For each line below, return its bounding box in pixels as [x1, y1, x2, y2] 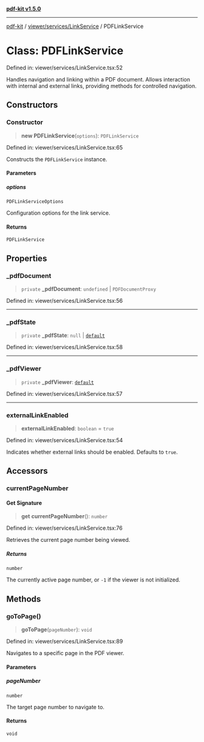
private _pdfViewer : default [21, 378, 94, 386]
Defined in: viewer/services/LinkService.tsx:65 [6, 144, 123, 151]
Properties [6, 253, 47, 263]
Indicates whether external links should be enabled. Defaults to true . [6, 448, 178, 456]
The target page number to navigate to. [6, 703, 105, 710]
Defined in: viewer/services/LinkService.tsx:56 [6, 297, 123, 305]
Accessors [6, 466, 49, 476]
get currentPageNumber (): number [21, 513, 108, 520]
